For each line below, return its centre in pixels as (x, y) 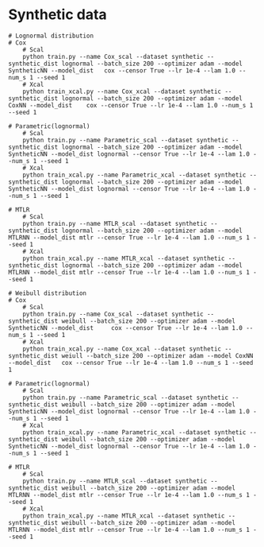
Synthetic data (57, 15)
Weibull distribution (51, 293)
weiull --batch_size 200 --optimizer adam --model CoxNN (157, 355)
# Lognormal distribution (51, 36)
